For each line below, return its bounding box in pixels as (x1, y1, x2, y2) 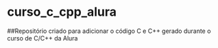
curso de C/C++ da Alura (7, 34, 78, 42)
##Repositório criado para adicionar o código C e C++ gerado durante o (7, 27, 211, 35)
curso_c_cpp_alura (7, 4, 117, 20)
